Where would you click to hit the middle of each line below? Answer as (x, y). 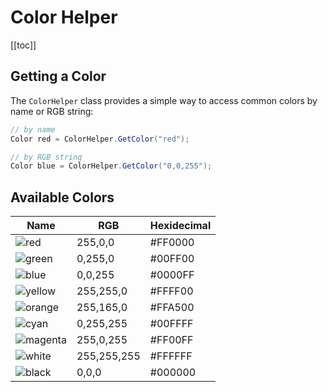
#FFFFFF (171, 356)
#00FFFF (171, 324)
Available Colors (62, 197)
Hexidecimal (180, 226)
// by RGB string (46, 157)
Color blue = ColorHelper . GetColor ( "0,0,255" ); (111, 166)
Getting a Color (58, 76)
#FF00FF (171, 340)
